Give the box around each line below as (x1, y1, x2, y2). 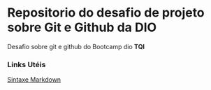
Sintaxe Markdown (7, 75, 61, 84)
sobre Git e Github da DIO (7, 19, 157, 35)
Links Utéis (7, 60, 46, 69)
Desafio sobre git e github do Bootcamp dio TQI (7, 42, 145, 51)
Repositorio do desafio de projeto (7, 5, 205, 21)
